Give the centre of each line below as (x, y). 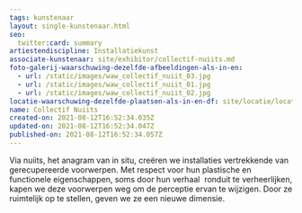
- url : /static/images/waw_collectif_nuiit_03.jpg (114, 76)
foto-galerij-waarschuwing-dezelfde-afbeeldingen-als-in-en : (126, 68)
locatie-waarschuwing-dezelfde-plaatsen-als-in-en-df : (114, 101)
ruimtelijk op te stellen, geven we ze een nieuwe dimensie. (117, 198)
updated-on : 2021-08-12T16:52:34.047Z (82, 127)
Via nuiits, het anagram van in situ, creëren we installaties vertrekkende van (149, 160)
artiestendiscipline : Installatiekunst (84, 51)
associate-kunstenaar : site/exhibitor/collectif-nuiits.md (122, 59)
